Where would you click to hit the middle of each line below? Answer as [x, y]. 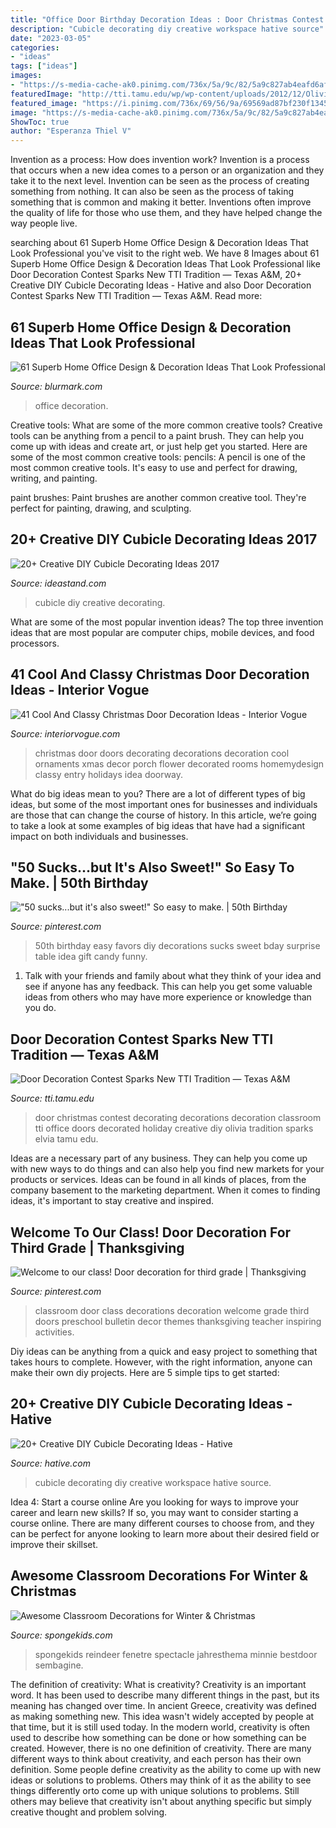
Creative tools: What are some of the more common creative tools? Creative [166, 425]
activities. [54, 1332]
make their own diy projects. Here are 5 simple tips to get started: [145, 1372]
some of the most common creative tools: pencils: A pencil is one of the [158, 457]
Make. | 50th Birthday [79, 882]
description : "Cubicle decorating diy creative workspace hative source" [167, 29]
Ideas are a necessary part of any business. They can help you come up [159, 1158]
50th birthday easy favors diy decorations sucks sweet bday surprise [177, 946]
